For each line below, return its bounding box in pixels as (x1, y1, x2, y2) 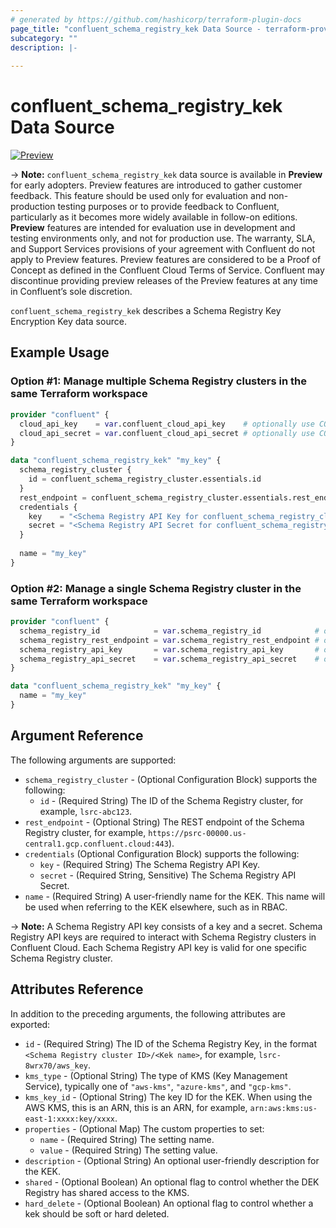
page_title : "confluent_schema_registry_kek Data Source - (10, 24, 262, 34)
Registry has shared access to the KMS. (24, 1186, 190, 1198)
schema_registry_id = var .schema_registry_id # (19, 626, 320, 636)
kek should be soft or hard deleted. (24, 1207, 170, 1220)
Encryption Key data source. (10, 316, 127, 328)
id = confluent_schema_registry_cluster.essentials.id (28, 474, 262, 484)
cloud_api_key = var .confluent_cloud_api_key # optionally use (19, 419, 315, 429)
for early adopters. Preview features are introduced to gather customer (10, 179, 303, 191)
